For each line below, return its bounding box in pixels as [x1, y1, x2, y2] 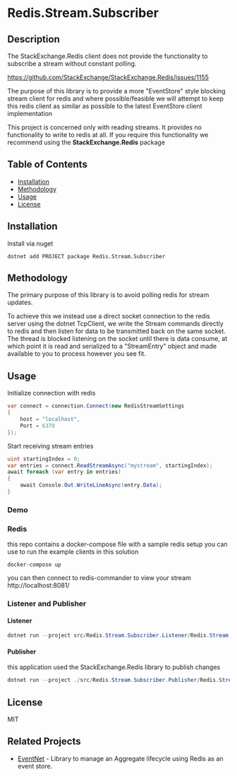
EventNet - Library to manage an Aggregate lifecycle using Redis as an [17, 754, 224, 763]
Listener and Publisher [7, 599, 87, 609]
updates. [7, 299, 33, 307]
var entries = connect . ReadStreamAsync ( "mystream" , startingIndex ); [7, 462, 213, 469]
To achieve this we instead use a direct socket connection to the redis [7, 312, 210, 320]
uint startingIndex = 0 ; [7, 455, 80, 463]
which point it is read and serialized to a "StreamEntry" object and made [7, 342, 217, 351]
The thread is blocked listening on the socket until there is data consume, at [7, 335, 228, 343]
